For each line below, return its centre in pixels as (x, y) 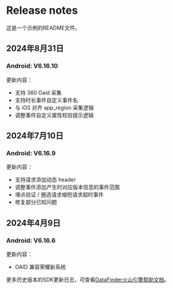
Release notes (42, 10)
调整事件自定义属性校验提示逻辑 (54, 115)
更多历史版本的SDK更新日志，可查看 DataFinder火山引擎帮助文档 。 (88, 280)
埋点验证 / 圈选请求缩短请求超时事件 (59, 195)
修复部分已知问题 (36, 202)
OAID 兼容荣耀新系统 (40, 267)
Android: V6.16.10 (32, 66)
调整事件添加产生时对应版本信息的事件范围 (67, 187)
